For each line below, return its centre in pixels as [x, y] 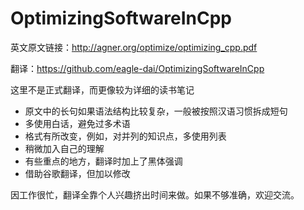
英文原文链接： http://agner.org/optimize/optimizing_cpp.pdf [134, 47]
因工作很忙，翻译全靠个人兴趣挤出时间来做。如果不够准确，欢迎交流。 [155, 194]
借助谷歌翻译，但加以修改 [77, 173]
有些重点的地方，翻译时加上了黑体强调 [103, 161]
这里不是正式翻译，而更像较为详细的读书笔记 [102, 89]
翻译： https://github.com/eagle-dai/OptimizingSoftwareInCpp [137, 68]
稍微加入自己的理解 [64, 148]
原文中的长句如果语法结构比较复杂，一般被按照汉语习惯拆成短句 [156, 111]
